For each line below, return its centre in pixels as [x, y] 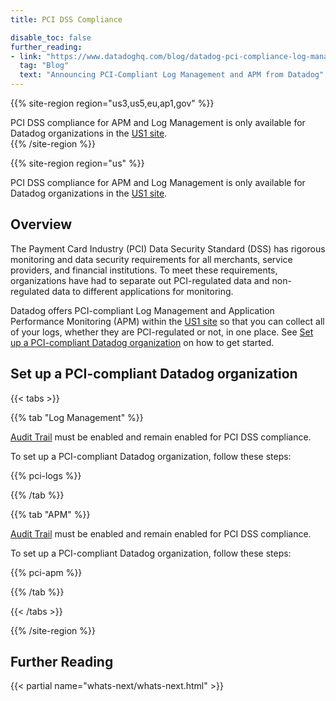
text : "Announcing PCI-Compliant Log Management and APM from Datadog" [172, 75]
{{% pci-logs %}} [46, 475]
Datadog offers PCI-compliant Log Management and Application [142, 310]
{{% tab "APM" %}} [50, 514]
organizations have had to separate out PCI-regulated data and [140, 280]
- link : [26, 56]
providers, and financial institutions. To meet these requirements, [144, 270]
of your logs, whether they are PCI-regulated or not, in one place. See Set [162, 332]
